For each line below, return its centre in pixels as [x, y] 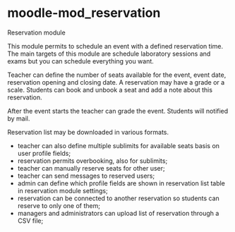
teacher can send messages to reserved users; [86, 176]
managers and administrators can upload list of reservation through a [118, 213]
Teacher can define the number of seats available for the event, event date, [117, 75]
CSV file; [30, 221]
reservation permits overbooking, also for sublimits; [92, 161]
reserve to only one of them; [59, 205]
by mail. [19, 118]
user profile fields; [44, 153]
